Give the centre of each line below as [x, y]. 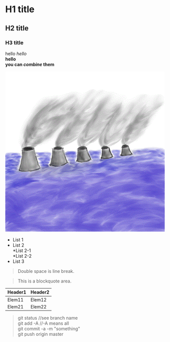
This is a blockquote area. [45, 281]
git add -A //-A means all [43, 323]
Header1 [17, 292]
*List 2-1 [22, 251]
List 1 [18, 239]
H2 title [17, 28]
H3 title [14, 43]
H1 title [20, 9]
